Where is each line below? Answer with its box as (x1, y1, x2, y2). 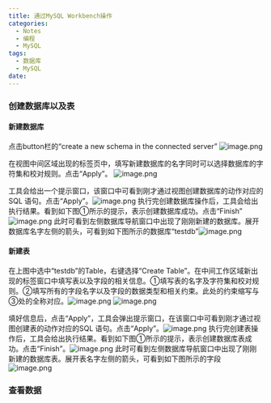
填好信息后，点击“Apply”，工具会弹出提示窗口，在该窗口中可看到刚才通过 (8, 313, 254, 323)
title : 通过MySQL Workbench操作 (8, 11, 113, 20)
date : (8, 72, 27, 80)
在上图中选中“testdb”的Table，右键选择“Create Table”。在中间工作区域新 (8, 265, 252, 275)
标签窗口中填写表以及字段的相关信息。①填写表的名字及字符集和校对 (22, 276, 252, 286)
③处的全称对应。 (8, 296, 69, 306)
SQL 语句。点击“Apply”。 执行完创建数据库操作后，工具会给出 (8, 196, 259, 206)
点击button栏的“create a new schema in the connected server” (8, 141, 218, 151)
